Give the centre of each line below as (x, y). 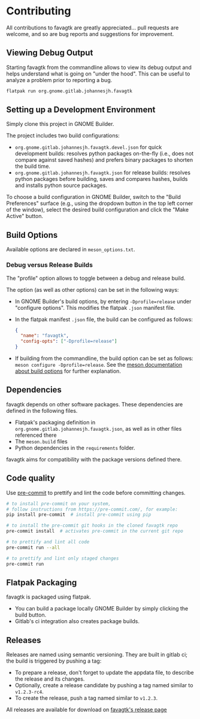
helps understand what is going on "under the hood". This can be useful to (98, 74)
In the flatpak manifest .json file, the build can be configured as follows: (104, 319)
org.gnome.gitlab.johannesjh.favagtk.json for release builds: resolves (102, 173)
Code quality (31, 478)
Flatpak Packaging (42, 582)
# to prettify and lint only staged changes (63, 558)
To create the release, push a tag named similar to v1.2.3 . (86, 698)
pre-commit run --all (33, 547)
